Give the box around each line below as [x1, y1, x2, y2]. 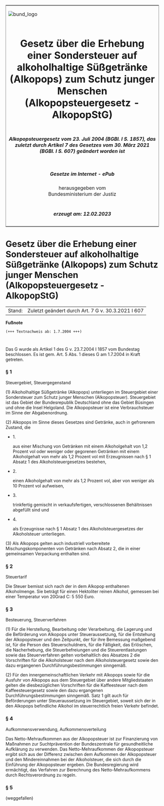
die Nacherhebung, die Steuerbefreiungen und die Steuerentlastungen [5, 647, 147, 653]
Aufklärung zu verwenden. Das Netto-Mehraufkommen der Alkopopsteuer [5, 746, 155, 752]
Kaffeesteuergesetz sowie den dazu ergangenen [5, 688, 104, 694]
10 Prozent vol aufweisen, [12, 483, 65, 488]
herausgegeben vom [58, 185, 106, 191]
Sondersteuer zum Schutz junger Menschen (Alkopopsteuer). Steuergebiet [5, 394, 156, 400]
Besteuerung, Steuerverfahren [5, 617, 67, 623]
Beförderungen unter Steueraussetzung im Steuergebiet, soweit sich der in [5, 698, 156, 704]
